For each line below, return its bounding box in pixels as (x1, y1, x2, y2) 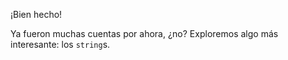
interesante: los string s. (10, 39, 111, 50)
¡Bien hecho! (10, 9, 63, 20)
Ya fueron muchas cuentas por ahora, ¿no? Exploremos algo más (10, 28, 279, 39)
